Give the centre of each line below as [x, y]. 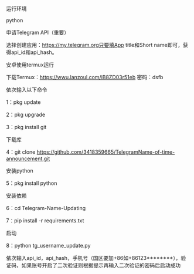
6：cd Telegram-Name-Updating [46, 208]
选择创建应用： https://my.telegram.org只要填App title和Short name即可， [95, 45]
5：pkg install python [32, 183]
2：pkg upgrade [26, 114]
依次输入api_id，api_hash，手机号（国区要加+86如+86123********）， [93, 258]
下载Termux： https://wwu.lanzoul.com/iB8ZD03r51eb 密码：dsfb [85, 77]
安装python [20, 171]
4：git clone [21, 152]
